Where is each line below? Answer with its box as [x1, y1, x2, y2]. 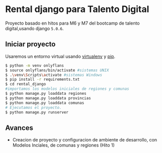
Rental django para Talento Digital [5, 4, 149, 15]
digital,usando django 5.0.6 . [5, 25, 64, 31]
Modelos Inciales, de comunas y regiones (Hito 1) [12, 142, 115, 148]
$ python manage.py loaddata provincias [5, 95, 92, 101]
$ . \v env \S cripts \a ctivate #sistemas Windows [5, 72, 102, 77]
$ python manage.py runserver [5, 109, 69, 115]
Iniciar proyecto [5, 40, 56, 49]
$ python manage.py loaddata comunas [5, 100, 85, 105]
